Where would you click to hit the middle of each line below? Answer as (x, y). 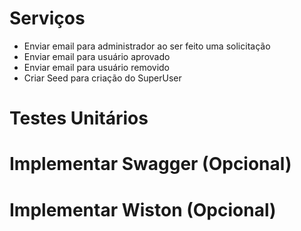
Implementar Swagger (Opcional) (150, 164)
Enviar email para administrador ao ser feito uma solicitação (147, 46)
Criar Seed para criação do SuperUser (102, 78)
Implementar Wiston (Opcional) (143, 209)
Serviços (47, 18)
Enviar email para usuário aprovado (97, 56)
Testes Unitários (79, 118)
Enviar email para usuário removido (96, 67)
